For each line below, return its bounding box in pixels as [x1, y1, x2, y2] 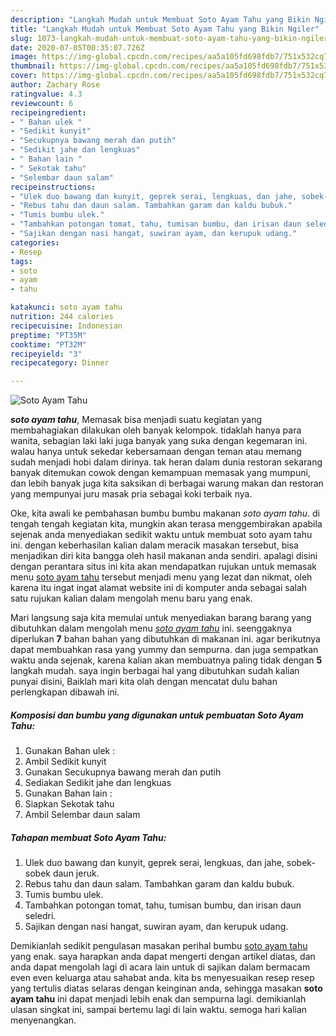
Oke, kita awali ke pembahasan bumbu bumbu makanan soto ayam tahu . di [10, 507, 321, 520]
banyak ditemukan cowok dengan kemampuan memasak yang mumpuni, [10, 467, 311, 479]
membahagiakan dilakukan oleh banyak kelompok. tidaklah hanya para [10, 424, 302, 436]
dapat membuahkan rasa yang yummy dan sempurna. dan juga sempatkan [10, 644, 319, 656]
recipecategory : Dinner [10, 358, 110, 368]
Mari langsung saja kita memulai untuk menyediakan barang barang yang [10, 612, 312, 624]
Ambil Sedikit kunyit [24, 756, 107, 768]
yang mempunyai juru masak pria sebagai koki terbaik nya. [10, 488, 253, 500]
